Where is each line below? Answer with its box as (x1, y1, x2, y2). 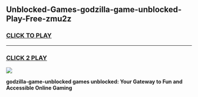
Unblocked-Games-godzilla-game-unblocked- (6, 5, 182, 15)
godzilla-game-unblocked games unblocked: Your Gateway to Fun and (6, 78, 183, 85)
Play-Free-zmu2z (6, 14, 72, 24)
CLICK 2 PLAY (6, 53, 47, 62)
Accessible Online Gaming (6, 84, 72, 91)
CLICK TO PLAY (6, 32, 52, 40)
